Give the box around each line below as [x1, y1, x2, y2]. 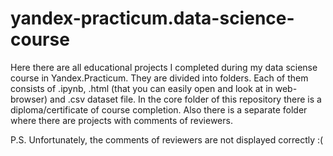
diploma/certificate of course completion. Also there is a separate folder [10, 103, 308, 116]
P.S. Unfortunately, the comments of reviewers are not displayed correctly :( [10, 133, 324, 146]
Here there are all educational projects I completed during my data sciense [10, 61, 318, 73]
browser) [10, 93, 48, 105]
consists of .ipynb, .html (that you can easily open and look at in [10, 82, 273, 94]
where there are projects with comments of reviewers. [10, 114, 233, 126]
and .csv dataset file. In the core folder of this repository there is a [49, 93, 322, 105]
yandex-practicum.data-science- [10, 7, 295, 30]
